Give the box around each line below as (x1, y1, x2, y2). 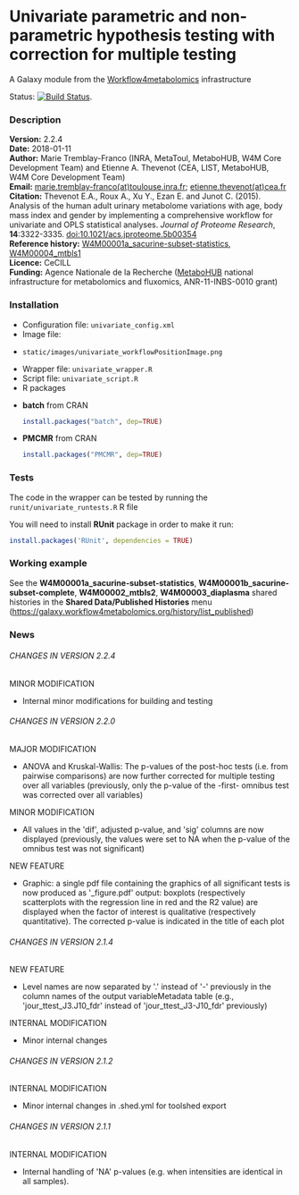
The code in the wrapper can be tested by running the (9, 492, 208, 503)
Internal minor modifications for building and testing (21, 695, 213, 706)
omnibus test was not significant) (21, 843, 145, 854)
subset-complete (9, 587, 75, 597)
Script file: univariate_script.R (21, 373, 138, 384)
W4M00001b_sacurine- (198, 577, 290, 588)
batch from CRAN (21, 400, 89, 411)
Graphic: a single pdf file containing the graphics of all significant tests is (21, 878, 291, 889)
